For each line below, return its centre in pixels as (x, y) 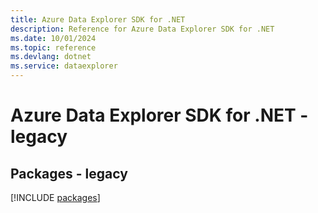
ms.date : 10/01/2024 (53, 38)
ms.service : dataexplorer (64, 66)
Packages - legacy (69, 173)
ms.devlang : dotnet (51, 57)
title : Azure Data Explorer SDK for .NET (98, 19)
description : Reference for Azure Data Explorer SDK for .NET (142, 29)
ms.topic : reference (53, 47)
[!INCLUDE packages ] (55, 197)
